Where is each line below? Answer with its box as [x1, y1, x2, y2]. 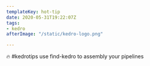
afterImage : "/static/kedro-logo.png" [6, 31, 103, 37]
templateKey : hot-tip [6, 8, 61, 15]
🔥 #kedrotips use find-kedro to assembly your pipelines [6, 53, 144, 60]
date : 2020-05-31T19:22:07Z [6, 14, 77, 20]
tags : [6, 20, 20, 26]
